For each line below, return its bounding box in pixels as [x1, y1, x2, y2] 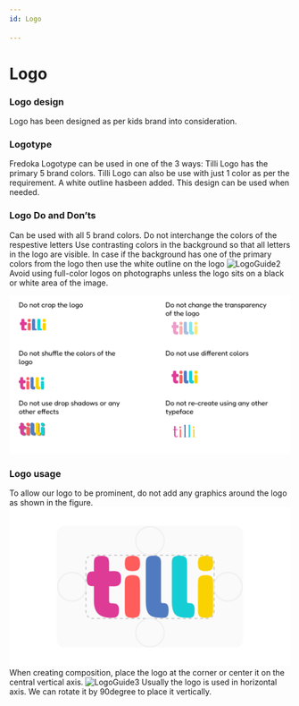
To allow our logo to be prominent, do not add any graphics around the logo [9, 488, 287, 498]
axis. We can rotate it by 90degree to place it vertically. [9, 685, 212, 697]
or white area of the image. [9, 277, 109, 288]
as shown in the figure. [9, 498, 94, 508]
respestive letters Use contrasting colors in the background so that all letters [9, 239, 291, 250]
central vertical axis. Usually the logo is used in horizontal [9, 676, 278, 687]
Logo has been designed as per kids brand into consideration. [9, 115, 237, 126]
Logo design [9, 95, 64, 107]
